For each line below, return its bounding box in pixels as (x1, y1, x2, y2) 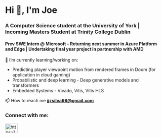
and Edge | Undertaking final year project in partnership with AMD (5, 46, 144, 52)
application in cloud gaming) (12, 72, 71, 78)
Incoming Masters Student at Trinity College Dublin (5, 28, 131, 35)
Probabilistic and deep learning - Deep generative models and (12, 77, 139, 83)
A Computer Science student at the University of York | (5, 22, 140, 29)
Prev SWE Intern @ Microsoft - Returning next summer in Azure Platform (5, 41, 157, 47)
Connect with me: (5, 112, 49, 119)
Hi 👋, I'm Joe (5, 4, 58, 16)
